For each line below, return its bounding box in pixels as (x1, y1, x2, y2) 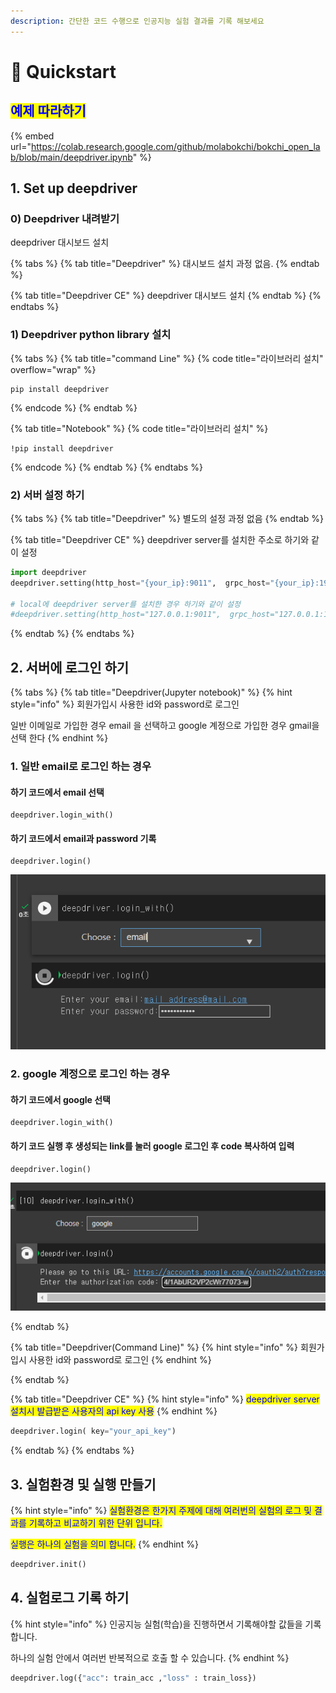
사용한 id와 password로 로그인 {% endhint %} (28, 1354, 212, 1366)
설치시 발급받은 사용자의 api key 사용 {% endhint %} (10, 1405, 218, 1417)
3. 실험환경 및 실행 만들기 (10, 1476, 157, 1493)
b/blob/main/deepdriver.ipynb (10, 151, 133, 163)
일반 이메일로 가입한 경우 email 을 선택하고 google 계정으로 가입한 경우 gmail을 (10, 720, 320, 732)
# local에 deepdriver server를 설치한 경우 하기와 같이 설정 (10, 599, 241, 609)
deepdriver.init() (10, 1560, 87, 1570)
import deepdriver (10, 567, 87, 577)
